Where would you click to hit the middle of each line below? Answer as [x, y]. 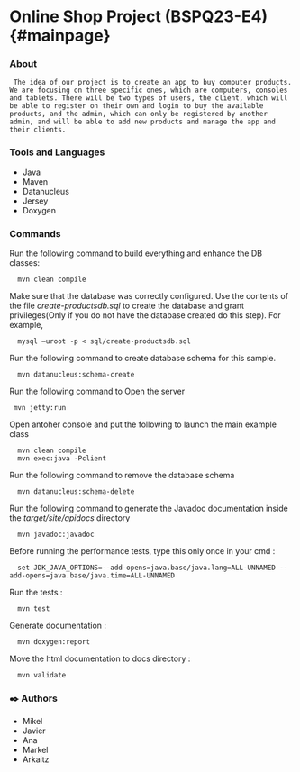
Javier [34, 731]
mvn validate [42, 676]
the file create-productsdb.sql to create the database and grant [127, 306]
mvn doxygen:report [54, 642]
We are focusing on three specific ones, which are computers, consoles [149, 91]
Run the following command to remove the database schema [122, 476]
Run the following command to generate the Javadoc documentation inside [149, 509]
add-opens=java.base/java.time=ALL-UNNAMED [92, 576]
